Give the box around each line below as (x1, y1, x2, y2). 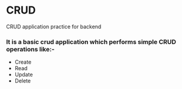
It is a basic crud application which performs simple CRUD (6, 38, 176, 46)
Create (14, 58, 31, 65)
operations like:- (6, 45, 55, 53)
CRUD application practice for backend (6, 23, 102, 30)
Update (14, 71, 33, 78)
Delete (14, 77, 31, 84)
